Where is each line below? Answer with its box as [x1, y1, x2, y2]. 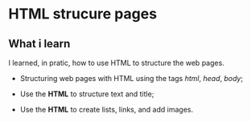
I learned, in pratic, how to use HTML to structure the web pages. [8, 58, 225, 67]
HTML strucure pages [8, 5, 158, 23]
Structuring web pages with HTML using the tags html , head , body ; [19, 74, 244, 83]
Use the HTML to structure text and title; [19, 89, 154, 99]
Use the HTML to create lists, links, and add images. [19, 105, 194, 114]
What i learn [8, 37, 71, 51]
